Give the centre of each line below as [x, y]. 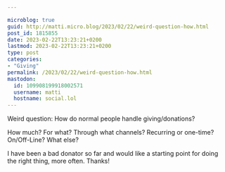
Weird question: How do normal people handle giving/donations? [101, 119]
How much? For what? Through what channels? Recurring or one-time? [111, 133]
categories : [25, 60]
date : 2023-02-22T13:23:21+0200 [54, 39]
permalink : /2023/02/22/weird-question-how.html [80, 72]
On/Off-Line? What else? [43, 140]
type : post [23, 53]
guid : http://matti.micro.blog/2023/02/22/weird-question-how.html [108, 26]
